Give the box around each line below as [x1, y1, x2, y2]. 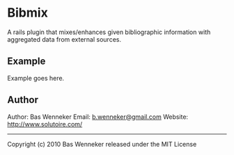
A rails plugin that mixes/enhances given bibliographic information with [7, 28, 211, 36]
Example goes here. [7, 74, 65, 82]
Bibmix [7, 5, 49, 21]
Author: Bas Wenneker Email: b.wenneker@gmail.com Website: [7, 113, 189, 121]
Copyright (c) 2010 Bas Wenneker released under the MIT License [7, 140, 197, 148]
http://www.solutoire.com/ [7, 120, 83, 128]
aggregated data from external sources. [7, 35, 122, 43]
